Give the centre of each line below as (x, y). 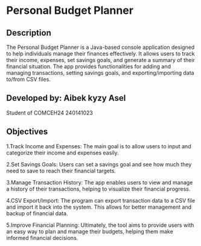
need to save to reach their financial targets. (61, 171)
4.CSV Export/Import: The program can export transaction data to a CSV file (101, 200)
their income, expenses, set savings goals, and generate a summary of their (101, 60)
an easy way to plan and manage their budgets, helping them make (90, 231)
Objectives (27, 132)
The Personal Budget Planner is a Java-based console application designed (101, 47)
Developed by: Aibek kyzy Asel (66, 98)
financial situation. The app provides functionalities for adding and (88, 66)
